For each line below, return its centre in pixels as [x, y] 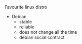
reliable [27, 27]
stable [25, 22]
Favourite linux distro [26, 7]
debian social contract [42, 37]
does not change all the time [48, 32]
